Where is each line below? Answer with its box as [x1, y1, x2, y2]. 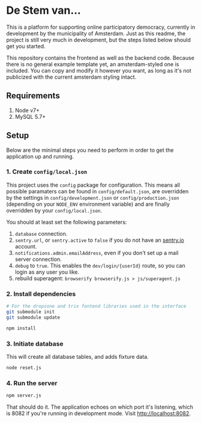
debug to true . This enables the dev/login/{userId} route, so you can [14, 262, 185, 269]
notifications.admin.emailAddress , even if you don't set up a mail [14, 249, 179, 256]
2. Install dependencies [6, 289, 76, 298]
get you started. [6, 43, 46, 50]
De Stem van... [6, 4, 81, 17]
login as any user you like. [14, 268, 80, 275]
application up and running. [6, 152, 74, 160]
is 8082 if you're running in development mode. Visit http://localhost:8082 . [6, 410, 191, 417]
